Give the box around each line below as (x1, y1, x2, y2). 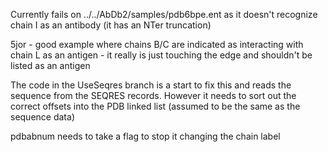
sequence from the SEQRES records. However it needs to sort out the (10, 90, 297, 101)
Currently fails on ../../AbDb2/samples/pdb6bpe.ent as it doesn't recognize (10, 9, 318, 20)
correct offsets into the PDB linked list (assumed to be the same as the (10, 100, 301, 112)
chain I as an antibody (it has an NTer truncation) (10, 19, 212, 31)
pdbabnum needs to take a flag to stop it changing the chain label (10, 130, 281, 142)
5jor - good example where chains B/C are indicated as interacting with (10, 39, 304, 50)
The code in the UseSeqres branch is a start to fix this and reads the (10, 79, 292, 91)
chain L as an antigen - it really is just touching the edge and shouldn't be (10, 49, 313, 61)
